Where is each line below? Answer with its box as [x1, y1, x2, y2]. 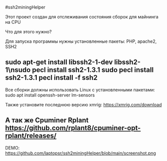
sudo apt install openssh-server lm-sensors [5, 92, 95, 98]
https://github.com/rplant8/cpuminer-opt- [5, 124, 141, 132]
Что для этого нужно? [5, 29, 52, 34]
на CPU [5, 19, 21, 25]
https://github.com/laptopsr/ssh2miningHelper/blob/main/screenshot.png [5, 150, 156, 156]
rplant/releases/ [5, 132, 57, 140]
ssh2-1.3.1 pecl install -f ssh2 [5, 74, 98, 82]
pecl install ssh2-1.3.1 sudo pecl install [32, 66, 154, 74]
